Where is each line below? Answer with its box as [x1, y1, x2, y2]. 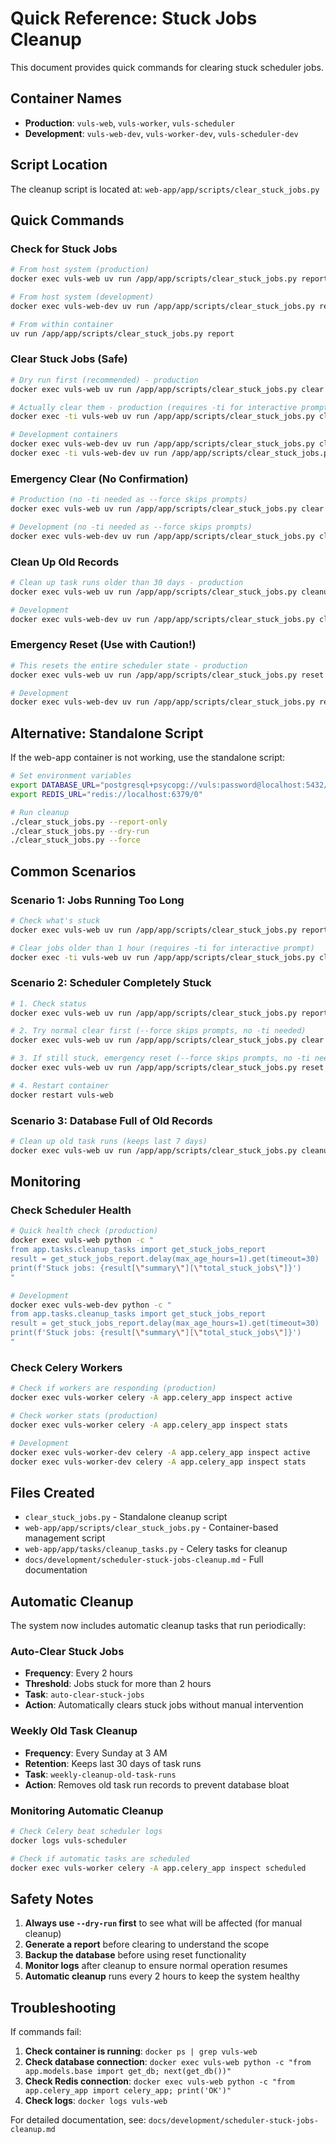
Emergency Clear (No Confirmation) [10, 472, 189, 486]
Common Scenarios [10, 863, 137, 880]
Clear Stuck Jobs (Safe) [10, 352, 128, 366]
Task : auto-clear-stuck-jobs [24, 1688, 145, 1701]
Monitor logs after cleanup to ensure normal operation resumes [24, 1960, 288, 1972]
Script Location [10, 157, 108, 174]
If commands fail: [10, 2026, 82, 2038]
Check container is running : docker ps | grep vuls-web [24, 2045, 258, 2057]
